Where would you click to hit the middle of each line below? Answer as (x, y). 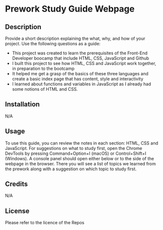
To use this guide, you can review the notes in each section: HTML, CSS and (81, 143)
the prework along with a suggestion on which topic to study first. (71, 169)
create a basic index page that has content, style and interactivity (78, 79)
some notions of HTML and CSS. (45, 89)
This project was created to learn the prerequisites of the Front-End (80, 53)
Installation (22, 105)
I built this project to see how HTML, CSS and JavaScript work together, (84, 63)
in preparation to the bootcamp (43, 68)
